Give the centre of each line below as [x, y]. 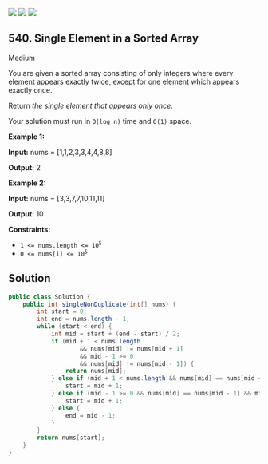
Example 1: [27, 137]
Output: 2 [25, 167]
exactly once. [31, 90]
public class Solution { [49, 297]
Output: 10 [26, 214]
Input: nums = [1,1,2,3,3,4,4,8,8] [60, 152]
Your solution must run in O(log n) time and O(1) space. [100, 121]
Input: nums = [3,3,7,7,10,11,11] [57, 198]
